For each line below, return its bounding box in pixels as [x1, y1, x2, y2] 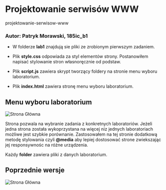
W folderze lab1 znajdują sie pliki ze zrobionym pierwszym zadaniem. [12, 44, 156, 50]
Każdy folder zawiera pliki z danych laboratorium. [5, 152, 108, 158]
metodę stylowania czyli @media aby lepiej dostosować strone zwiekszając [5, 137, 162, 143]
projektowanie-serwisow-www [5, 20, 69, 26]
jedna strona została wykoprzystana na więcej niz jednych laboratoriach [5, 126, 154, 132]
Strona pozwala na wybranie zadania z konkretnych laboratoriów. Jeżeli [5, 121, 153, 127]
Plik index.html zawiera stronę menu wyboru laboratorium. [12, 83, 134, 89]
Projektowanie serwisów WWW [5, 3, 139, 15]
